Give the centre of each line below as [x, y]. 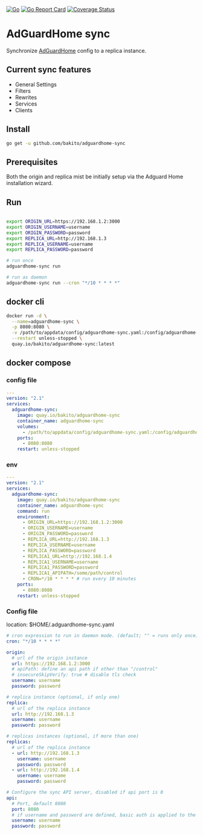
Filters [23, 90]
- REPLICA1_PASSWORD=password [60, 567]
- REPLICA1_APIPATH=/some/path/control [72, 573]
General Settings [36, 84]
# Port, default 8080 [39, 803]
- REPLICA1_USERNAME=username [60, 562]
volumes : [28, 427]
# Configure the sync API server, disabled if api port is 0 [85, 793]
